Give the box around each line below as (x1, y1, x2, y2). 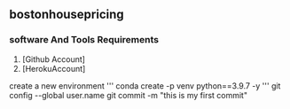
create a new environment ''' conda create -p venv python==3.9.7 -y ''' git (9, 80, 281, 91)
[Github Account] (21, 53, 86, 65)
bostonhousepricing (9, 7, 124, 22)
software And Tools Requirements (9, 34, 160, 46)
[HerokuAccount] (21, 63, 86, 74)
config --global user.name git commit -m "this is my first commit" (9, 90, 248, 100)
